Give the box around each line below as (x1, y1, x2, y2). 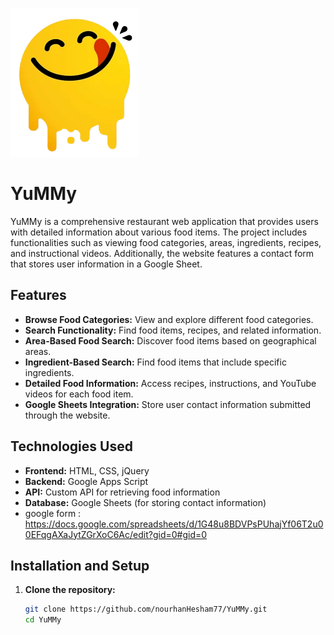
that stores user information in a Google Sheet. (10, 258, 203, 270)
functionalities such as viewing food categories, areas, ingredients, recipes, (10, 236, 322, 248)
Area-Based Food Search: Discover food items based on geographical (24, 334, 317, 347)
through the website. (24, 409, 111, 421)
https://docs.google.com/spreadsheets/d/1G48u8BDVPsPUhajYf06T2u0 (24, 518, 324, 530)
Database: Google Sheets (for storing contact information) (24, 496, 267, 508)
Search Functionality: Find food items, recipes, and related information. (24, 324, 322, 336)
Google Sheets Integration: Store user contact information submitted (24, 398, 312, 410)
